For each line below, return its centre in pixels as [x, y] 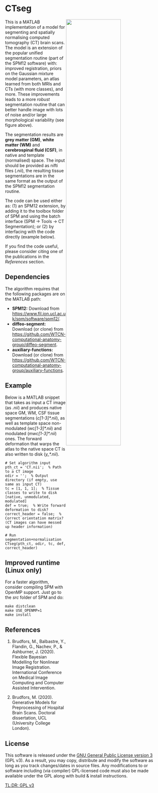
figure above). [19, 125]
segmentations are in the [30, 176]
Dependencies [27, 277]
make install [18, 615]
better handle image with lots [34, 109]
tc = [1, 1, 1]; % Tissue [32, 489]
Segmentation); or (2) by [29, 226]
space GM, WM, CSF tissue [32, 413]
